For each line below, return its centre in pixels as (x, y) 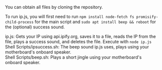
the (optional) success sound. (35, 27)
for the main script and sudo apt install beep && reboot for (95, 22)
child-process (20, 22)
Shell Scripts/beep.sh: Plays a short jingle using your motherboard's (73, 57)
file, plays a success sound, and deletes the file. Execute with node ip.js (79, 42)
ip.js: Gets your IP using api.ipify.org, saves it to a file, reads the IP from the (81, 36)
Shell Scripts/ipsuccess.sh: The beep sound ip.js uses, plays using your (77, 47)
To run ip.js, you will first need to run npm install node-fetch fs (70, 16)
